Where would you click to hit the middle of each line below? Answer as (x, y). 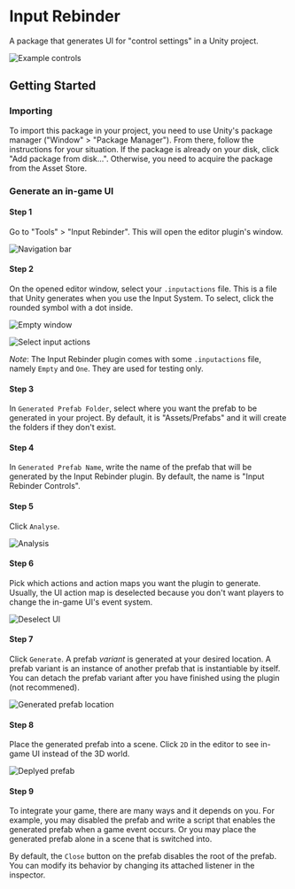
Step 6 (21, 563)
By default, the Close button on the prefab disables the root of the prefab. (143, 856)
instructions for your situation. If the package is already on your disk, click (144, 149)
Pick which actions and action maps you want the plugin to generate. (135, 583)
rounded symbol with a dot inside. (71, 307)
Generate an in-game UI (62, 190)
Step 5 (21, 506)
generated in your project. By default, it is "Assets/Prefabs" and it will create (148, 418)
